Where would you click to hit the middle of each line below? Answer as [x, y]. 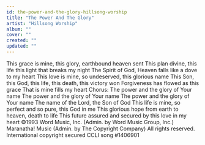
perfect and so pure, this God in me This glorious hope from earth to [92, 109]
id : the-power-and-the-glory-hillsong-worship [67, 12]
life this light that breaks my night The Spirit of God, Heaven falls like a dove [102, 70]
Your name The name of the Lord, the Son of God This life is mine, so [93, 102]
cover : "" [19, 35]
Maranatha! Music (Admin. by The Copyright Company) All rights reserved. [101, 128]
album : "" [19, 29]
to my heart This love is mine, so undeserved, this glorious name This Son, [100, 76]
